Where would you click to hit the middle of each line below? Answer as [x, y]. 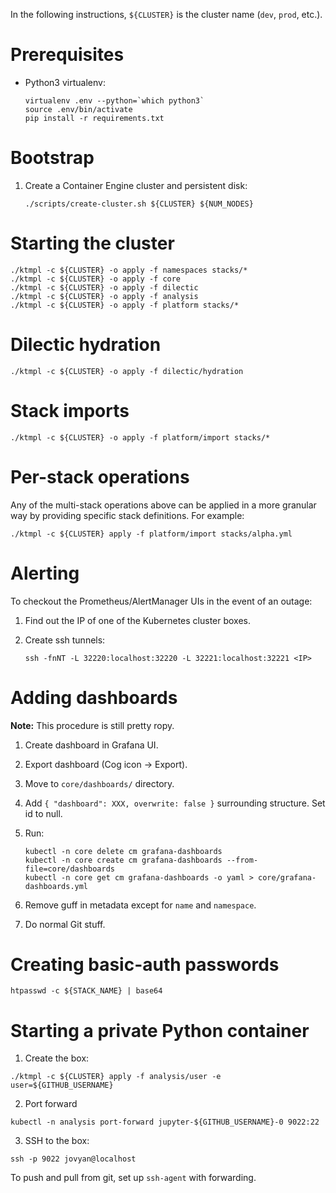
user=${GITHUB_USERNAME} [62, 1085]
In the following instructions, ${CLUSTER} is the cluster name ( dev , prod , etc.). [166, 14]
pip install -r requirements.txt [94, 118]
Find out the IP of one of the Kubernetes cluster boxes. [138, 620]
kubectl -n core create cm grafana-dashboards [123, 860]
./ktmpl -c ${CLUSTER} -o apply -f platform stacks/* [125, 305]
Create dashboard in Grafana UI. [91, 745]
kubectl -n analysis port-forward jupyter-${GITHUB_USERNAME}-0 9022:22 [165, 1122]
